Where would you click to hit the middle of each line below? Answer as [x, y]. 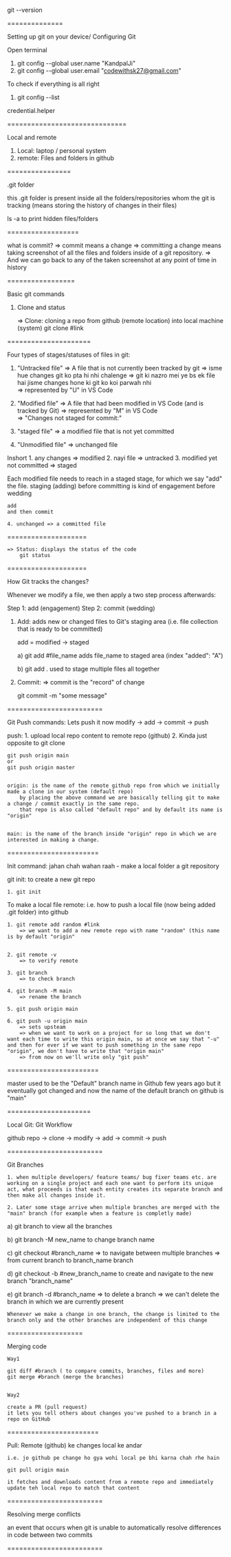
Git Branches [25, 1164]
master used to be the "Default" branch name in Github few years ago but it [114, 1083]
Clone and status [41, 307]
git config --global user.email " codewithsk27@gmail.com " [99, 71]
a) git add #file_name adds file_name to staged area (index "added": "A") [120, 656]
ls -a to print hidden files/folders [53, 219]
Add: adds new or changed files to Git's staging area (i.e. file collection [118, 621]
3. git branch [27, 973]
